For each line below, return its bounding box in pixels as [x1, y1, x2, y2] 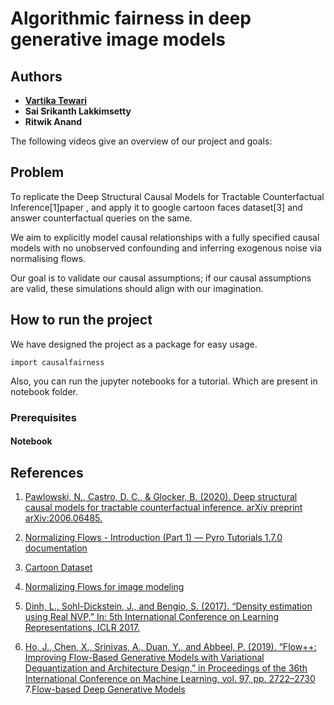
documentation [24, 542, 88, 554]
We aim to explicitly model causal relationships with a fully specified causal [10, 231, 320, 243]
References [10, 464, 84, 481]
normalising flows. [10, 252, 87, 264]
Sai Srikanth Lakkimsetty [24, 105, 132, 117]
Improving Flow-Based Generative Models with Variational [24, 651, 265, 663]
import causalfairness [10, 357, 105, 367]
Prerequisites [10, 410, 77, 424]
